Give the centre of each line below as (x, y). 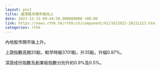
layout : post (18, 9)
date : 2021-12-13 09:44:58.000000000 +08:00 (51, 18)
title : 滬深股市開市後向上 (30, 14)
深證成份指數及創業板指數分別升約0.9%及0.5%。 (55, 63)
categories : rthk (23, 28)
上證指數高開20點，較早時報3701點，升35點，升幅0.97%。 (65, 52)
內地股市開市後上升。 (27, 42)
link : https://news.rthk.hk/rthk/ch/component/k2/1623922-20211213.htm (80, 23)
